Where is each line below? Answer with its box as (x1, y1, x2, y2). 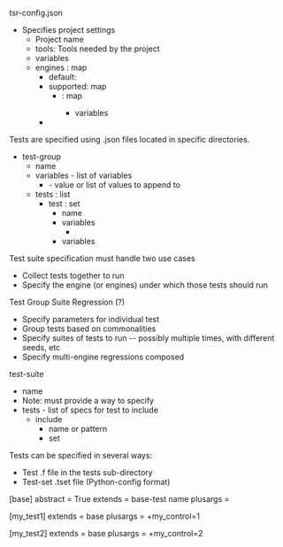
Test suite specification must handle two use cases (9, 253, 196, 264)
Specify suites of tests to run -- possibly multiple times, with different (21, 333, 275, 343)
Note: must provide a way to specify (21, 396, 155, 405)
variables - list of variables (34, 170, 133, 181)
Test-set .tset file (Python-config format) (21, 477, 171, 487)
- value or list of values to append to (48, 180, 181, 189)
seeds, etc (21, 343, 61, 352)
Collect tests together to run (21, 270, 126, 281)
